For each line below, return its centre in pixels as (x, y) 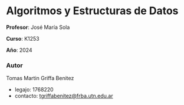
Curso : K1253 (23, 38)
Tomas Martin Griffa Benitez (40, 78)
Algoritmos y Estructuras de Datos (92, 11)
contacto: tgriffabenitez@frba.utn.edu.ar (64, 96)
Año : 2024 (19, 50)
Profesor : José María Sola (38, 27)
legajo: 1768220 (34, 90)
